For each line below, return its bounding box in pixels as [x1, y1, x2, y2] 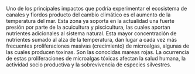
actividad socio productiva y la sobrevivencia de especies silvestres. [6, 61, 172, 68]
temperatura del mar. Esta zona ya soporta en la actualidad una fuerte [6, 18, 175, 24]
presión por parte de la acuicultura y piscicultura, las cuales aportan [6, 23, 171, 31]
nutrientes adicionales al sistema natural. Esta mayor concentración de [6, 30, 177, 37]
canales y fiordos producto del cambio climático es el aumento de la [6, 11, 171, 18]
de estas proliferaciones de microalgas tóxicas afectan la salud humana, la [6, 55, 186, 62]
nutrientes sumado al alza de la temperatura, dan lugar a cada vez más [6, 36, 177, 43]
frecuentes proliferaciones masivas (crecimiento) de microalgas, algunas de [6, 42, 189, 49]
